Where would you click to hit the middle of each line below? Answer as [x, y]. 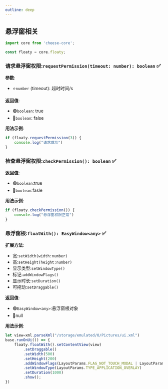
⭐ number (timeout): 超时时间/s [43, 89]
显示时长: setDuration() [36, 281]
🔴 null [18, 315]
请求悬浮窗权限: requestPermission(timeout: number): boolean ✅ [83, 66]
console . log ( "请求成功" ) [38, 143]
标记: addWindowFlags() [35, 275]
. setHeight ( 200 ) [40, 358]
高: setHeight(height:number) [42, 262]
